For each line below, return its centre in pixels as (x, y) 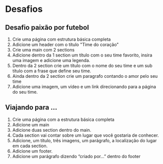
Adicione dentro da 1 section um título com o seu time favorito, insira (82, 55)
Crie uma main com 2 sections (43, 50)
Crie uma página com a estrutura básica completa (63, 119)
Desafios (24, 9)
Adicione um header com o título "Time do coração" (65, 45)
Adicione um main (31, 124)
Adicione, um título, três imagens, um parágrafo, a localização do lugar (84, 140)
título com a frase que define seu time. (52, 71)
